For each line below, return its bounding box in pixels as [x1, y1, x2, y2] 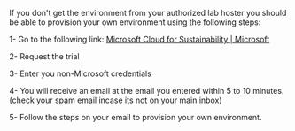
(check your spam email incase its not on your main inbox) [9, 95, 223, 105]
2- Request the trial [9, 51, 80, 61]
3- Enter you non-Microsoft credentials [9, 68, 152, 79]
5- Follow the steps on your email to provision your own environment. [9, 112, 262, 122]
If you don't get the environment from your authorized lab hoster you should [9, 8, 287, 18]
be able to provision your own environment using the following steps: [9, 17, 261, 27]
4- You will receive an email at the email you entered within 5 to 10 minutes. [9, 86, 284, 96]
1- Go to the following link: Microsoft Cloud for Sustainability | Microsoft [9, 35, 270, 44]
